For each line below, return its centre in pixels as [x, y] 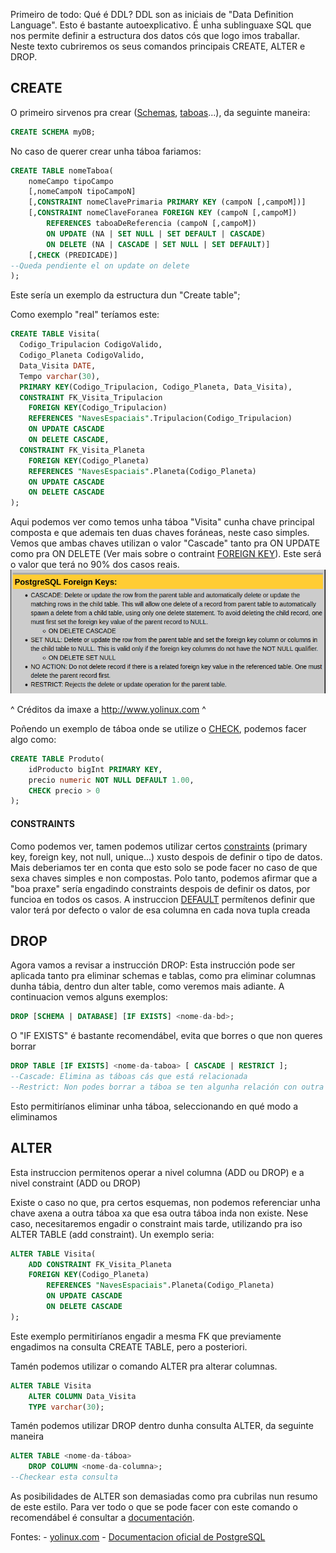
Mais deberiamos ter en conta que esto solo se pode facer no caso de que [164, 867]
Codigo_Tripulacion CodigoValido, [91, 345]
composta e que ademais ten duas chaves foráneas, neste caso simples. [160, 533]
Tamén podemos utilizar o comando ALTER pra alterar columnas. [144, 1366]
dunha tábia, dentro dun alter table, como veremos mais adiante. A [147, 986]
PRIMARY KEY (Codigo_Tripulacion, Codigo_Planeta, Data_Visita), [156, 387]
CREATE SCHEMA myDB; [53, 132]
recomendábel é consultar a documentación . [102, 1517]
